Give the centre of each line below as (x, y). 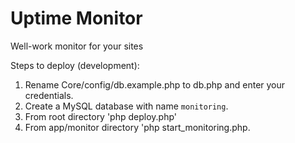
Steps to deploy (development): (75, 65)
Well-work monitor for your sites (77, 46)
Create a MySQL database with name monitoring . (126, 106)
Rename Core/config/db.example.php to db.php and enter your (155, 84)
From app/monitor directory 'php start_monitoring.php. (137, 127)
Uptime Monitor (76, 18)
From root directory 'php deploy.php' (101, 116)
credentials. (49, 95)
